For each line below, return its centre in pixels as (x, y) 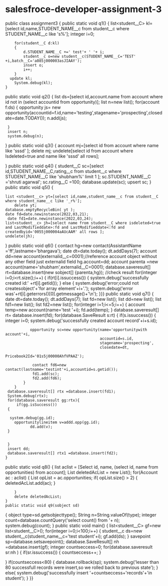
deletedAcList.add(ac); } (30, 483)
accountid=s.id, (117, 339)
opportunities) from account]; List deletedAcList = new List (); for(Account (81, 472)
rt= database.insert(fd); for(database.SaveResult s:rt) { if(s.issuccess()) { (81, 315)
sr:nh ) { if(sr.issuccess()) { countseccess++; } (53, 552)
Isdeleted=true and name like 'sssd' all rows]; (52, 156)
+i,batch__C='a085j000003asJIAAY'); (44, 61)
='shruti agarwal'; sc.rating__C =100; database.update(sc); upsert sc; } (78, 182)
